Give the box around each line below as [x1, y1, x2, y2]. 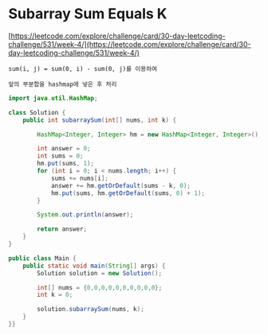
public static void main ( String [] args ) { [22, 262, 166, 270]
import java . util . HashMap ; [8, 94, 98, 102]
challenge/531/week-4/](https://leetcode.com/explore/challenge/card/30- [8, 39, 251, 49]
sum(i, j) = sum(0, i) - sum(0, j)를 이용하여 [8, 64, 158, 72]
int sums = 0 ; [37, 152, 84, 160]
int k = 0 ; [37, 291, 73, 299]
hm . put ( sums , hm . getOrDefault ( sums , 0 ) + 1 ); [50, 189, 205, 197]
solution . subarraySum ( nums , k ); [37, 306, 145, 314]
